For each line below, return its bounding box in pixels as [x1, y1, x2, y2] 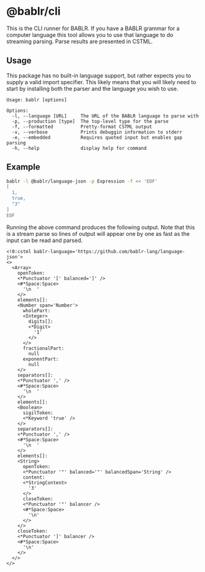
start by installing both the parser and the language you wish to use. [6, 85, 179, 92]
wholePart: [22, 307, 51, 314]
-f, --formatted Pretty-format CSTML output [12, 123, 152, 130]
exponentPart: [22, 356, 60, 362]
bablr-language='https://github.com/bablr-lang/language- [33, 248, 185, 254]
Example [6, 162, 41, 173]
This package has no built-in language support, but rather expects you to [6, 72, 191, 79]
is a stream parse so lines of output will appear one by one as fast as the [6, 230, 190, 237]
